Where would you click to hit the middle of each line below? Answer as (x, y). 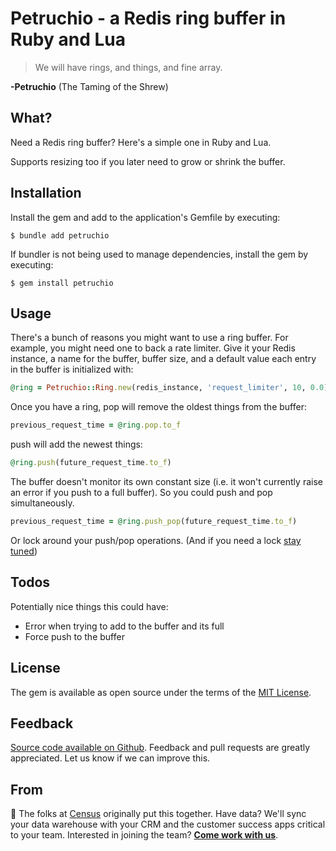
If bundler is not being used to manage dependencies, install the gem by (159, 254)
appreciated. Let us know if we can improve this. (110, 758)
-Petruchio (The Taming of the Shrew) (89, 86)
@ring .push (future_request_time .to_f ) (91, 463)
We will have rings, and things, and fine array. (128, 67)
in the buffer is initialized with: (72, 369)
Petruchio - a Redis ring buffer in (148, 18)
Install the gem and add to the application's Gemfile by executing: (145, 217)
